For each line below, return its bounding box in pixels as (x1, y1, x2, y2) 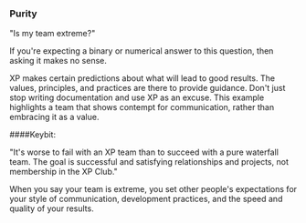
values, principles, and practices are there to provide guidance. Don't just (9, 83, 286, 94)
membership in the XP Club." (9, 167, 119, 177)
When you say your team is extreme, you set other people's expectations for (9, 184, 298, 195)
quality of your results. (9, 203, 94, 214)
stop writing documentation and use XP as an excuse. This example (9, 92, 265, 103)
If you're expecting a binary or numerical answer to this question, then (9, 46, 274, 56)
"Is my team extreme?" (9, 28, 96, 39)
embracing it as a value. (9, 112, 100, 123)
